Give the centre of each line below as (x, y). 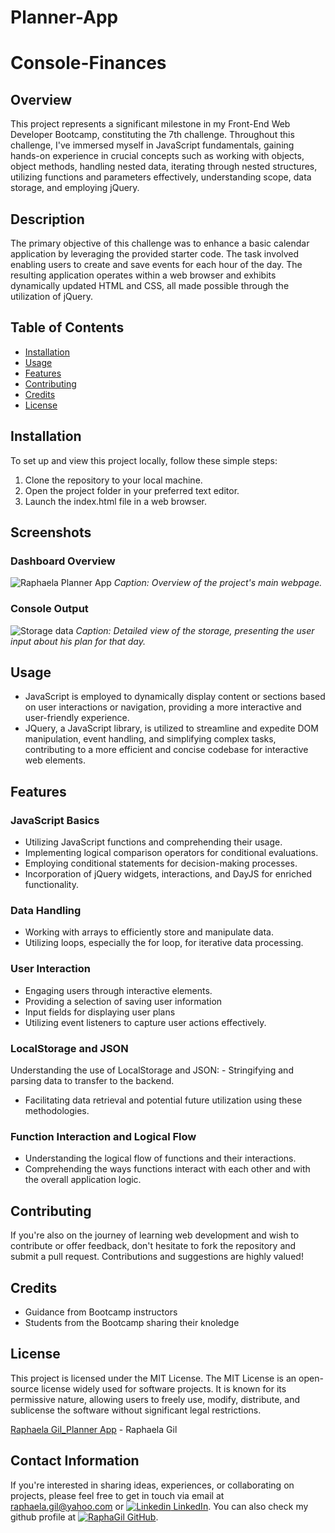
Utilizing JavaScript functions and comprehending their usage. (153, 842)
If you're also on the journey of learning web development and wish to (155, 1235)
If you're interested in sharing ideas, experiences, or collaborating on (152, 1485)
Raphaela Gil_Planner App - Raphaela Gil (94, 1429)
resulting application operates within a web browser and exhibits (143, 275)
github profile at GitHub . (84, 1517)
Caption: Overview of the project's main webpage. (218, 583)
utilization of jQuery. (52, 296)
